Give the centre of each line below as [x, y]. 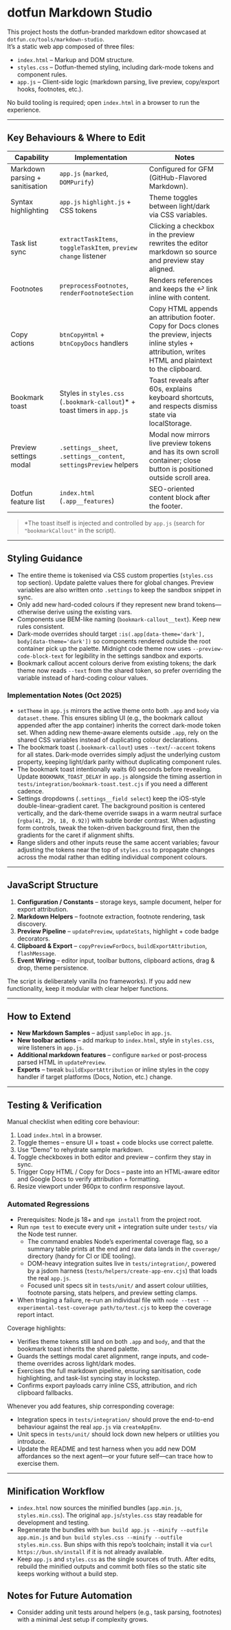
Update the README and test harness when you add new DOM [107, 1449]
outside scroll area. [180, 477]
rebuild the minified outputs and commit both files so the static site [112, 1567]
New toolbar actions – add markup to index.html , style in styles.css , [115, 1040]
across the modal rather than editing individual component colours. [112, 857]
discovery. [32, 924]
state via [163, 414]
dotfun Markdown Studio [80, 13]
